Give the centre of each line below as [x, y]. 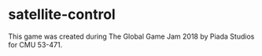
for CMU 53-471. [35, 44]
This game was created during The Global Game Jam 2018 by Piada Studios [131, 36]
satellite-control [62, 15]
